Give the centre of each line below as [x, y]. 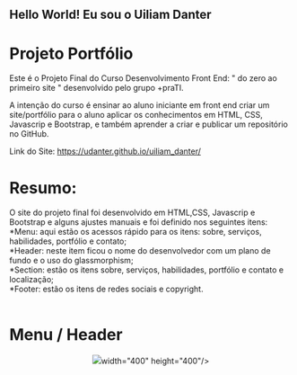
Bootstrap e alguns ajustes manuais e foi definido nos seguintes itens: [139, 222]
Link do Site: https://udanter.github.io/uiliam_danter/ [105, 151]
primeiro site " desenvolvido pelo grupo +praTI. [96, 88]
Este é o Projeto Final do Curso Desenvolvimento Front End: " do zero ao [144, 78]
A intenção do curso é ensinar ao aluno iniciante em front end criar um [140, 105]
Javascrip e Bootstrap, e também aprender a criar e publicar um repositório [149, 124]
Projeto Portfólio [71, 54]
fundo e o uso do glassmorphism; [71, 261]
